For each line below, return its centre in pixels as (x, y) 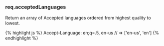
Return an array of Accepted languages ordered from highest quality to (78, 18)
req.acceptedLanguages (36, 7)
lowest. (12, 23)
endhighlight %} (22, 38)
